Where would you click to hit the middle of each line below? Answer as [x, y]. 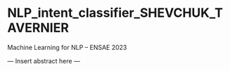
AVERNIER [38, 28]
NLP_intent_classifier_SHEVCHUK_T [115, 13]
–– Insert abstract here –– [44, 60]
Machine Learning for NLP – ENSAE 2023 [67, 47]
